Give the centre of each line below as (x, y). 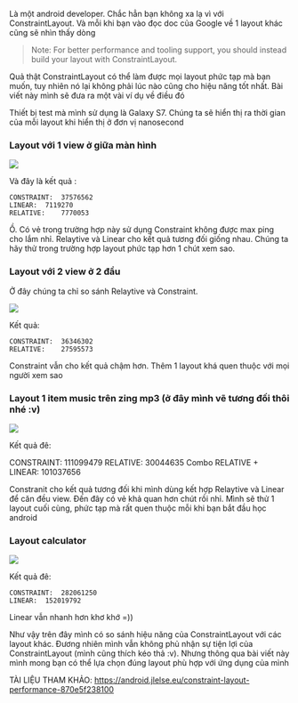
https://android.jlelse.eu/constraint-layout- (172, 680)
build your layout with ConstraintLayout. (104, 59)
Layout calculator (48, 540)
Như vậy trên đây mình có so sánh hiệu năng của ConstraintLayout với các (145, 634)
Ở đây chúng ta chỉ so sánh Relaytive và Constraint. (104, 291)
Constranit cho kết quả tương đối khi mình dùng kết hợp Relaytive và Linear (147, 489)
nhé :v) (25, 409)
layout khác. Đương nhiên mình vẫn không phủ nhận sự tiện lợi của (131, 644)
